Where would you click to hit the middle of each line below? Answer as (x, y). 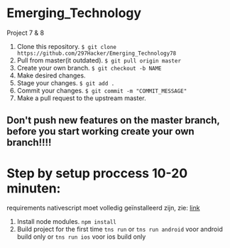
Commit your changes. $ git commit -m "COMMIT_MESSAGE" (102, 90)
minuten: (34, 188)
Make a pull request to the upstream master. (81, 98)
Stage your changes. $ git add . (66, 82)
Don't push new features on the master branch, (113, 120)
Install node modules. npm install (66, 222)
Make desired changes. (51, 75)
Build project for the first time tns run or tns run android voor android (120, 230)
